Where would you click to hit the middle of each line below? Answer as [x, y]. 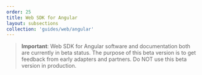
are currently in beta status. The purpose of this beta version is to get [109, 53]
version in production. [49, 66]
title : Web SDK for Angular [42, 18]
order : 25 [19, 12]
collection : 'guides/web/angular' [50, 29]
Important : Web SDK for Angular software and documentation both [106, 46]
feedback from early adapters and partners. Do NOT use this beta [104, 59]
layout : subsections [33, 23]
